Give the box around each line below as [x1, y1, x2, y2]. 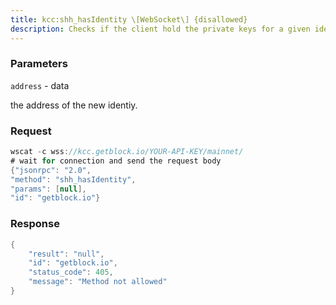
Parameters [10, 57, 68, 71]
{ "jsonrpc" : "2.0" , [10, 165, 92, 175]
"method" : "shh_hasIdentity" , [10, 174, 137, 185]
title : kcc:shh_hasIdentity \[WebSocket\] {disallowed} [10, 14, 248, 25]
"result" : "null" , [28, 249, 105, 259]
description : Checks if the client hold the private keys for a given [10, 24, 311, 34]
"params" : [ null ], [10, 184, 87, 194]
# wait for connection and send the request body [10, 156, 222, 166]
